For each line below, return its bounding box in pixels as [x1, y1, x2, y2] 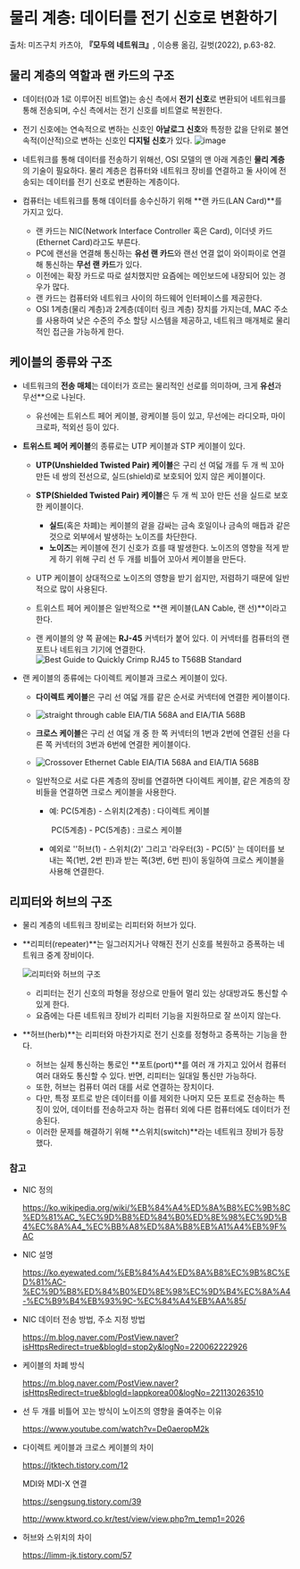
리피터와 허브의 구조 [9, 894, 112, 909]
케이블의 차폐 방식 [21, 1360, 85, 1371]
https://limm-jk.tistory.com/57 [21, 1549, 132, 1560]
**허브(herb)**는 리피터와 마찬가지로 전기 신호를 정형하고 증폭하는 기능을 [21, 1029, 279, 1040]
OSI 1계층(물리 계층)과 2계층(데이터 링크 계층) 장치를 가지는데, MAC [35, 303, 272, 314]
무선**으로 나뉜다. [21, 391, 86, 402]
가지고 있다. [21, 207, 64, 217]
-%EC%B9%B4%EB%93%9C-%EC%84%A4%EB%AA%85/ [21, 1295, 247, 1306]
